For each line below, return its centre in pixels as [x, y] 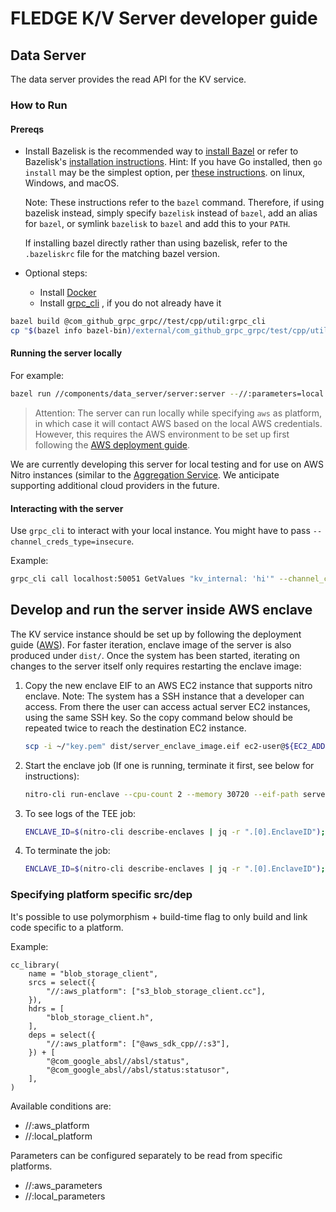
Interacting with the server [67, 508]
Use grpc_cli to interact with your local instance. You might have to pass [160, 531]
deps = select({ [62, 1035]
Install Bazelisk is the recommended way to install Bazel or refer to [161, 151]
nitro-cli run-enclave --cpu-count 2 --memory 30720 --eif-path [161, 794]
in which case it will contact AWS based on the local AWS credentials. [178, 423]
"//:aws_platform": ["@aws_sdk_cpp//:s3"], [138, 1043]
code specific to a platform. [67, 927]
